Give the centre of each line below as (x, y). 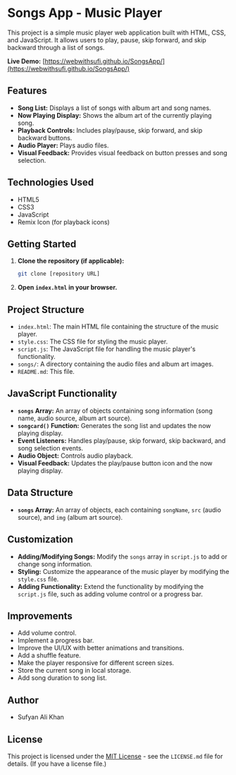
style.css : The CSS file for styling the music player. (92, 342)
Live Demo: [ (26, 61)
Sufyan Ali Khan (41, 717)
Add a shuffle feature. (49, 655)
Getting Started (42, 244)
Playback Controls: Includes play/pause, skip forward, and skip (110, 130)
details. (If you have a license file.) (57, 764)
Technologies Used (50, 182)
